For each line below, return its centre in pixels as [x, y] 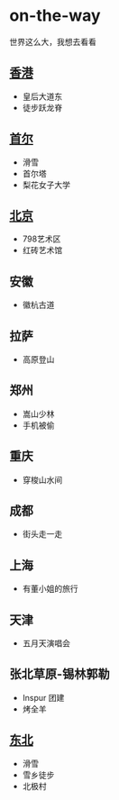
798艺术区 [41, 239]
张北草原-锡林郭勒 [59, 674]
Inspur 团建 [43, 697]
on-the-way [55, 16]
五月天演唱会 [46, 643]
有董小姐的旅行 [50, 589]
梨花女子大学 [46, 185]
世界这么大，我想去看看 [53, 41]
